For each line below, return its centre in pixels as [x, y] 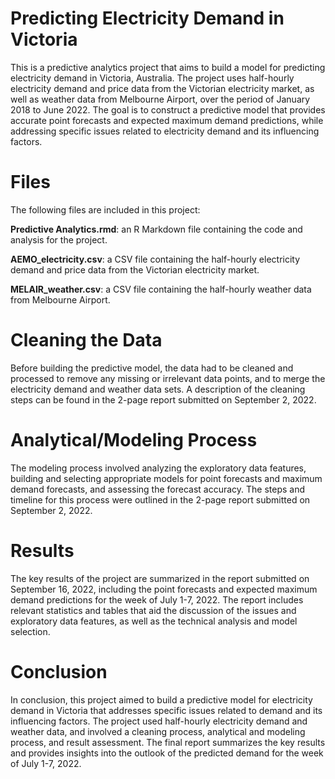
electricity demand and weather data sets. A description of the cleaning [158, 389]
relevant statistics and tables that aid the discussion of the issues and [153, 610]
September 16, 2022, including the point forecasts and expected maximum [164, 589]
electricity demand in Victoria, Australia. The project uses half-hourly [152, 78]
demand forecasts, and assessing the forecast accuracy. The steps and [158, 489]
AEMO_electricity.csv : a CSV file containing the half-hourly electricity [155, 259]
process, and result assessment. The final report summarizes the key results [168, 742]
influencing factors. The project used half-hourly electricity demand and [159, 721]
